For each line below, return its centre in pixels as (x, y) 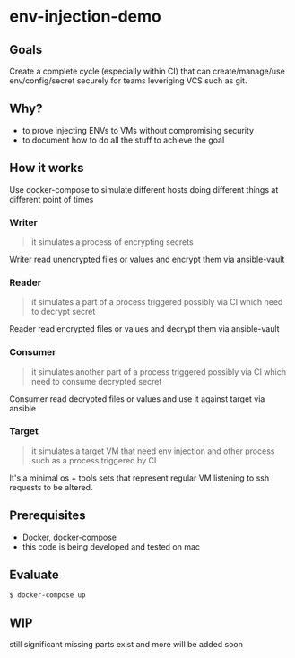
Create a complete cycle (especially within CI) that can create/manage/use (147, 71)
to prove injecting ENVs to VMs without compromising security (138, 130)
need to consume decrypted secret (96, 381)
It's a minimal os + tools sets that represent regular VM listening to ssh (139, 478)
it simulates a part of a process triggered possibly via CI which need (157, 302)
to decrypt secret (63, 312)
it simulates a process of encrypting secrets (113, 242)
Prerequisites (48, 516)
